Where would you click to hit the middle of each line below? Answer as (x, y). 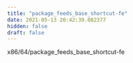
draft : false (26, 33)
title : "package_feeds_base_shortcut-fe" (68, 13)
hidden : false (28, 26)
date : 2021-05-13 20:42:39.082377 (57, 20)
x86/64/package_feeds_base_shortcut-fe (66, 52)
